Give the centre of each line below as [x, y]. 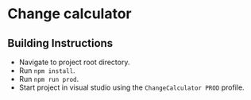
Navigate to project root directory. [74, 62]
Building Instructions [60, 43]
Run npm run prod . [49, 79]
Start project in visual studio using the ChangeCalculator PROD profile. [131, 87]
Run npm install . [47, 71]
